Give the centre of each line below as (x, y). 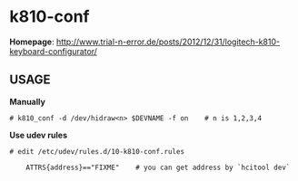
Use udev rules (39, 135)
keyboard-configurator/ (54, 51)
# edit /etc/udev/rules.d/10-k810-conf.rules (97, 151)
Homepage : (32, 42)
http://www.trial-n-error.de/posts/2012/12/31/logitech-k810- (168, 42)
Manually (27, 101)
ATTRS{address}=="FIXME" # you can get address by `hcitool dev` (158, 167)
